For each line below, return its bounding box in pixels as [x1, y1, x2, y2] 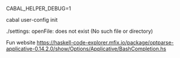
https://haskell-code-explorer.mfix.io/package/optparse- [36, 39, 174, 46]
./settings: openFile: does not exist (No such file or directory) [6, 28, 154, 35]
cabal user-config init [6, 16, 58, 23]
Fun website [6, 39, 36, 46]
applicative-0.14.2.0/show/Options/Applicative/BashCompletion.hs [6, 45, 167, 52]
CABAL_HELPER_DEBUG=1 [6, 5, 72, 12]
